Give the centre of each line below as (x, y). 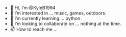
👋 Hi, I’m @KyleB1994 (33, 8)
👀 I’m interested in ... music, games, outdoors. (58, 13)
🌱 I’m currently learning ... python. (46, 18)
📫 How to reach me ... (34, 29)
